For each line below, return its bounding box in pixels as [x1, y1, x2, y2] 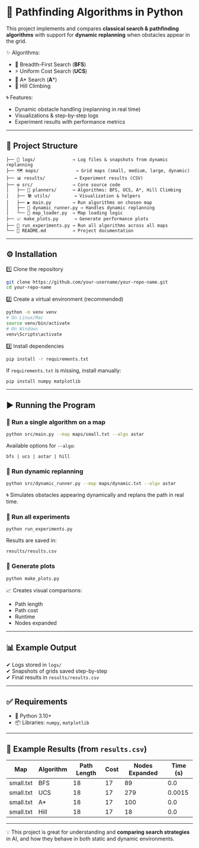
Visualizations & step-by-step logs [14, 112, 99, 119]
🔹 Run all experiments [6, 513, 70, 521]
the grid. [6, 37, 27, 44]
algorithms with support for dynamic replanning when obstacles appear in [6, 31, 191, 38]
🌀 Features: [6, 94, 33, 101]
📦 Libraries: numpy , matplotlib [14, 719, 89, 726]
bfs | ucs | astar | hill [6, 454, 70, 460]
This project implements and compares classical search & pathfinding [6, 25, 179, 32]
